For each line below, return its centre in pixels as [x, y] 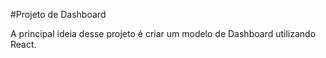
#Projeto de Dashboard [58, 14]
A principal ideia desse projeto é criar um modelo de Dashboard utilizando [163, 33]
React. [23, 44]
